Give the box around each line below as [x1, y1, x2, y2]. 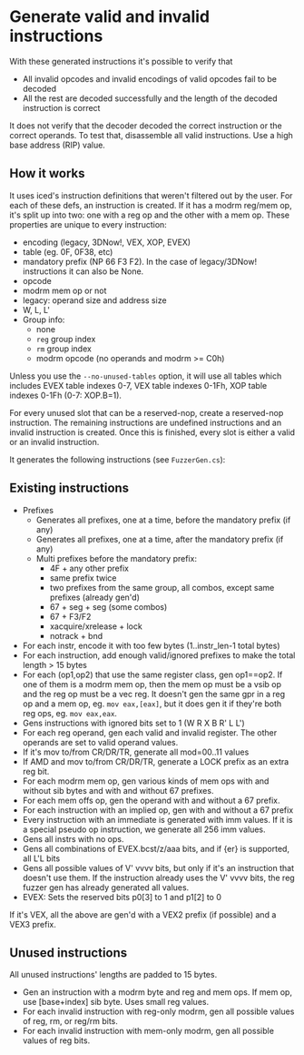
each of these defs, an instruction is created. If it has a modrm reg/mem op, [9, 199, 292, 210]
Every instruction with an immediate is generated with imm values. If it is [22, 814, 293, 825]
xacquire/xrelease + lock [49, 621, 142, 632]
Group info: [22, 314, 65, 325]
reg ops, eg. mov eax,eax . [22, 707, 118, 718]
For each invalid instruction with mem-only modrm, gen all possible [22, 1026, 275, 1037]
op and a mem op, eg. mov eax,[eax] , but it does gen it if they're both [22, 698, 282, 709]
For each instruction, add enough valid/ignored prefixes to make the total [22, 649, 296, 661]
